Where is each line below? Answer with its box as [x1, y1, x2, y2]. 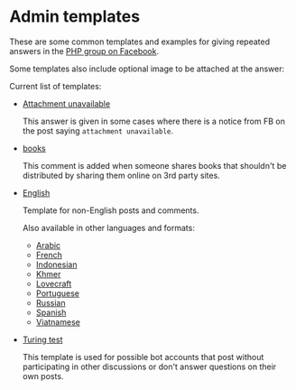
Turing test [22, 334, 63, 345]
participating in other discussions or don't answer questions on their [22, 361, 277, 372]
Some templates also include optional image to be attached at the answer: [9, 63, 285, 74]
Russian [35, 297, 66, 308]
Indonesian [35, 259, 78, 270]
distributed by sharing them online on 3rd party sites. [22, 170, 221, 181]
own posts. [22, 370, 64, 381]
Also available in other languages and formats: [22, 222, 196, 233]
